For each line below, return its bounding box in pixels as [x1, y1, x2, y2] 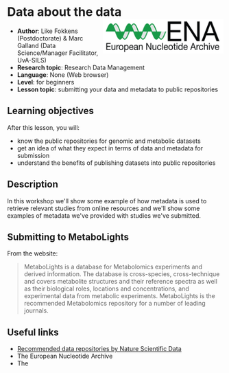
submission [16, 151, 50, 159]
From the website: [7, 249, 58, 258]
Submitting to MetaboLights [7, 231, 129, 242]
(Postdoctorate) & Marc [16, 34, 84, 42]
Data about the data [7, 4, 122, 20]
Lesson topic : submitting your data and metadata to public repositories [16, 85, 218, 93]
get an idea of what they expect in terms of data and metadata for [16, 144, 204, 152]
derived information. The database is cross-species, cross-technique [23, 270, 220, 278]
